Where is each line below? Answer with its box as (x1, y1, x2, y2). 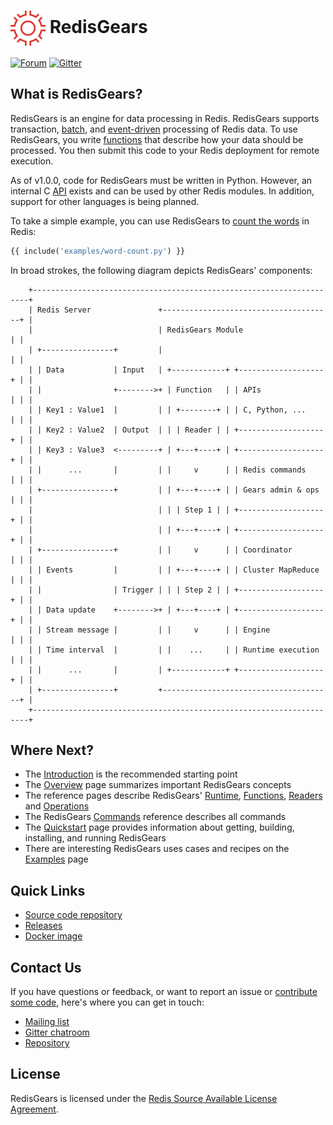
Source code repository (24, 909, 123, 921)
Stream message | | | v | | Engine (46, 625, 271, 635)
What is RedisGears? (10, 86, 143, 103)
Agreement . (10, 1103, 59, 1115)
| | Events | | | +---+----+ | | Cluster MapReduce (28, 565, 320, 575)
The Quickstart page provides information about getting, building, (24, 821, 295, 834)
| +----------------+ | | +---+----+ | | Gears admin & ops (28, 485, 320, 495)
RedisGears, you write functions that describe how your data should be (10, 133, 304, 145)
